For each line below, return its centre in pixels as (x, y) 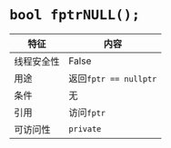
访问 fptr (87, 113)
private (85, 128)
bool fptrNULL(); (75, 15)
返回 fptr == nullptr (113, 78)
